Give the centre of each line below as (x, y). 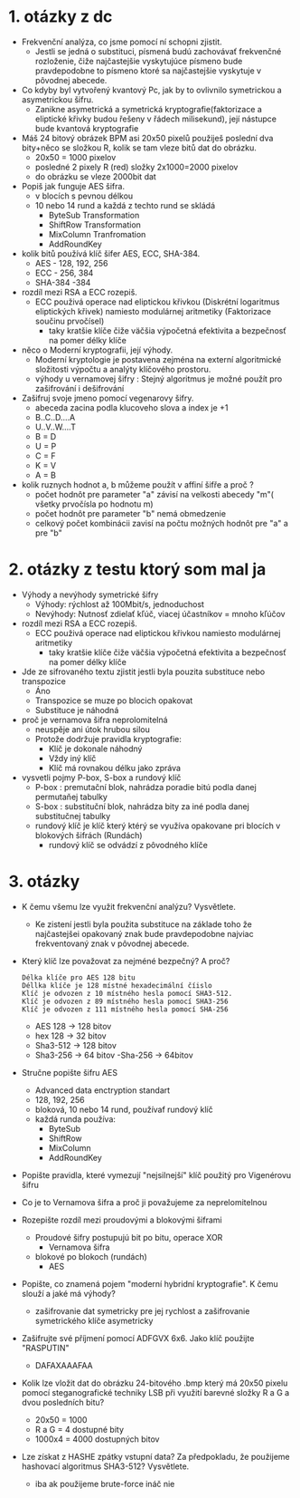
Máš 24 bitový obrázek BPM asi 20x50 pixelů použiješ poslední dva (147, 138)
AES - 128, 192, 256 (71, 263)
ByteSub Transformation (94, 215)
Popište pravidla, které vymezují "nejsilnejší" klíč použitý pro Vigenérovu (156, 1174)
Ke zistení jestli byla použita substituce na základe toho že (143, 924)
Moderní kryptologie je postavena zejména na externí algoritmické (158, 359)
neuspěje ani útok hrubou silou (92, 729)
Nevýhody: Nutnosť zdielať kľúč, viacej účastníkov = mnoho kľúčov (160, 614)
